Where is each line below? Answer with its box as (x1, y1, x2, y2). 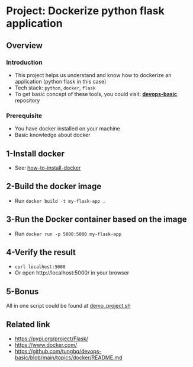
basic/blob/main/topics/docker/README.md (14, 354, 123, 361)
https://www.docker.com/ (14, 342, 78, 349)
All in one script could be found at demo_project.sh (6, 302, 131, 309)
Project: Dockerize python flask (6, 4, 165, 18)
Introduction (6, 58, 43, 66)
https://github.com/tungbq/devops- (14, 348, 102, 355)
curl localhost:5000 (14, 264, 66, 270)
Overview (6, 40, 43, 50)
